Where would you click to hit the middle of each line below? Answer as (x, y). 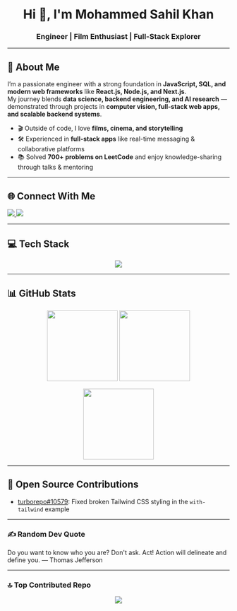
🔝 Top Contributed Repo (49, 585)
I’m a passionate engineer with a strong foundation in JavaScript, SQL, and (117, 84)
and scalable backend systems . (55, 114)
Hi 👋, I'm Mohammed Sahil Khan (119, 14)
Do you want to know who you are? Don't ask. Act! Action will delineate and (117, 552)
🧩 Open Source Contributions (73, 485)
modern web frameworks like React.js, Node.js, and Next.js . (97, 92)
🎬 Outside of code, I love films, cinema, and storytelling (100, 128)
